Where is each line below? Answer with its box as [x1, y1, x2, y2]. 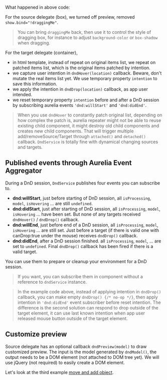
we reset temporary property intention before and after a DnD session [12, 97, 159, 103]
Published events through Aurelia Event [5, 159, 132, 167]
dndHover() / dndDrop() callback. [12, 216, 79, 222]
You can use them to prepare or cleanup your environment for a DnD [5, 258, 147, 264]
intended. [12, 92, 33, 97]
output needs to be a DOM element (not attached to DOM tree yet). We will [5, 354, 159, 360]
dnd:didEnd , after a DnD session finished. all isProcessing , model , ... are [12, 238, 161, 244]
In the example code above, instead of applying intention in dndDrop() [17, 288, 161, 294]
